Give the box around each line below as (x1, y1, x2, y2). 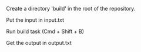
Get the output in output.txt (6, 40, 72, 46)
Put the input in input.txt (6, 17, 65, 23)
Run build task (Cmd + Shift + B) (6, 28, 84, 35)
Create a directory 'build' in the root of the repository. (6, 5, 136, 12)
